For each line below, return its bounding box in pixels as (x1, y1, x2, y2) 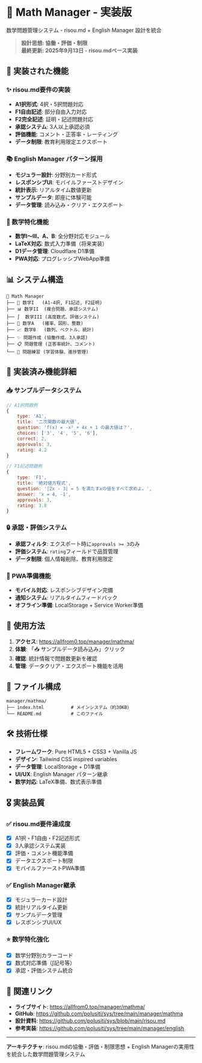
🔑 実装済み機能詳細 (6, 367, 77, 377)
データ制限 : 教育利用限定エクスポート (14, 138, 108, 145)
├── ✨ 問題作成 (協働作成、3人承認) (6, 335, 88, 341)
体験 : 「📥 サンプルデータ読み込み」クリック (14, 645, 125, 652)
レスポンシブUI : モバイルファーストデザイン (14, 179, 124, 186)
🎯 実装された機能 (6, 66, 69, 76)
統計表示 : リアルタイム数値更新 (14, 186, 92, 193)
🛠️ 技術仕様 (6, 728, 48, 738)
